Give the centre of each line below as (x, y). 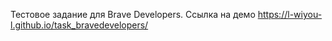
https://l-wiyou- (290, 14)
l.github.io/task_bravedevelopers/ (79, 25)
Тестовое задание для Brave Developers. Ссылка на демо (133, 14)
